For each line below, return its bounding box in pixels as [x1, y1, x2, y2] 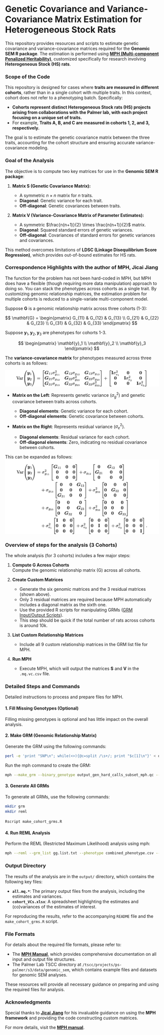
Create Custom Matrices [12, 577, 63, 582]
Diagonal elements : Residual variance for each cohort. [19, 434, 130, 440]
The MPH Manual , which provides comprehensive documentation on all [12, 951, 157, 957]
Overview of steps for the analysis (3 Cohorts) [5, 541, 117, 548]
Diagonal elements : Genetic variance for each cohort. [19, 408, 128, 414]
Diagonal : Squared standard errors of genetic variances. [19, 227, 133, 233]
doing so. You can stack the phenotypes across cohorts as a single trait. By [5, 285, 157, 291]
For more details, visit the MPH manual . [5, 1025, 85, 1031]
